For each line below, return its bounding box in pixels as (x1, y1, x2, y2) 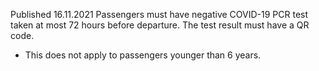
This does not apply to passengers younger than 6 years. (24, 49, 262, 61)
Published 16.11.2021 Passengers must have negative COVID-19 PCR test (10, 9, 309, 20)
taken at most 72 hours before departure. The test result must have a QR (10, 19, 310, 31)
